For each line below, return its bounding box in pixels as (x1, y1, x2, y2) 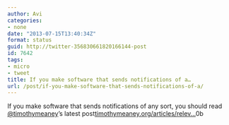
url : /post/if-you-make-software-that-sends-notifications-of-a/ (7, 83, 204, 90)
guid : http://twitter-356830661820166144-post (7, 43, 147, 50)
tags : (7, 56, 23, 64)
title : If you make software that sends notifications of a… (7, 76, 192, 83)
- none (7, 23, 27, 30)
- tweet (7, 69, 30, 76)
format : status (7, 37, 52, 44)
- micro (7, 63, 30, 70)
